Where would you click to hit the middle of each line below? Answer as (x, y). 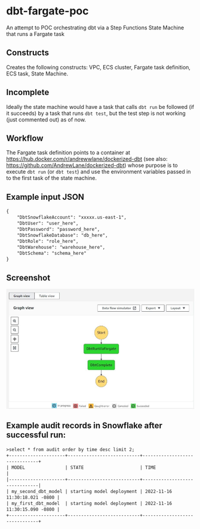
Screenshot (28, 277)
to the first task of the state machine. (52, 178)
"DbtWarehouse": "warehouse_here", (61, 247)
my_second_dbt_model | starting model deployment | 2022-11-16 (92, 491)
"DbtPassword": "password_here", (59, 229)
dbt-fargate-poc (47, 11)
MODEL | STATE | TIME (84, 467)
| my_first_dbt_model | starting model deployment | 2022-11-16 (89, 503)
